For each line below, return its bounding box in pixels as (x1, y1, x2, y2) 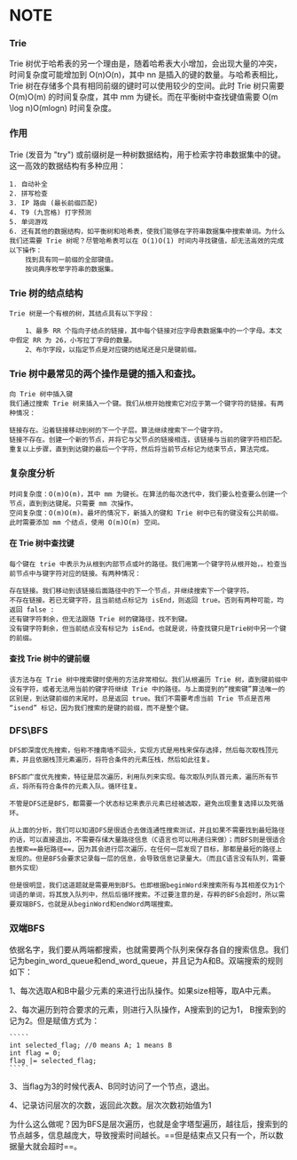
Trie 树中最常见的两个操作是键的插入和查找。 (9, 368, 201, 380)
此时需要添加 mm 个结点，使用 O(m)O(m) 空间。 (9, 517, 164, 527)
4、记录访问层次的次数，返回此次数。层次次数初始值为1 (9, 1100, 212, 1110)
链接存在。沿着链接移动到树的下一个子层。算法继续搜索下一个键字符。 (9, 426, 228, 436)
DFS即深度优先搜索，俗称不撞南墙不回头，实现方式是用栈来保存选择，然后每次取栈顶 (9, 746, 272, 756)
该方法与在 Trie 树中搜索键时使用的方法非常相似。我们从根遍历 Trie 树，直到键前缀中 (9, 676, 288, 684)
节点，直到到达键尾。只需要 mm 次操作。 (9, 499, 137, 508)
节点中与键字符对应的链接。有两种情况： (15, 569, 142, 578)
